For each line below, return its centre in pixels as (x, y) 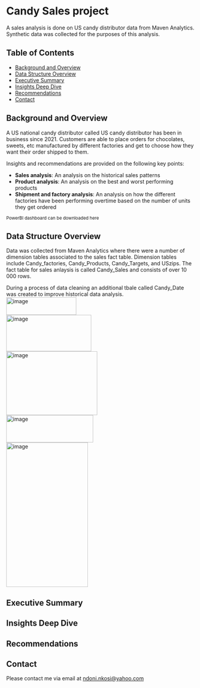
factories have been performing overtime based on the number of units (102, 201)
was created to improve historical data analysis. (65, 294)
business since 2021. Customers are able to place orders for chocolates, (96, 139)
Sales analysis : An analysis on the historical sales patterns (87, 175)
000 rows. (19, 276)
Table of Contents (40, 53)
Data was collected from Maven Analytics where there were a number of (96, 251)
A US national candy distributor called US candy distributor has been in (94, 133)
